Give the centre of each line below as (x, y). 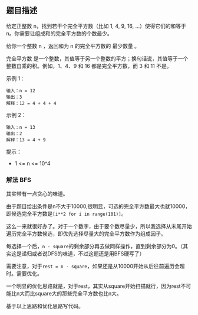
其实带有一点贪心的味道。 (37, 194)
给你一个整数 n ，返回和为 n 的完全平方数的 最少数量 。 (73, 46)
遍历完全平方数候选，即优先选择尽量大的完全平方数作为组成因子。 (86, 234)
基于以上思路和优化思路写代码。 (45, 306)
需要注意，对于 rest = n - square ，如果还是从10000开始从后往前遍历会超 (95, 266)
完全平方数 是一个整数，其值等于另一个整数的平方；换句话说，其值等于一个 (97, 59)
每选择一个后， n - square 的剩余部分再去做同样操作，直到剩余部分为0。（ (95, 246)
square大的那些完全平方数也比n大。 (78, 294)
